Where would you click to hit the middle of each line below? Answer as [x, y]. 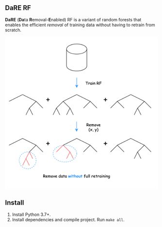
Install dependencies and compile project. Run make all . [68, 219]
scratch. [13, 30]
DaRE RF [18, 8]
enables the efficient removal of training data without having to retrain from [80, 25]
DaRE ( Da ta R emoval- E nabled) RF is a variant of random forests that [73, 19]
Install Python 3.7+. [31, 214]
